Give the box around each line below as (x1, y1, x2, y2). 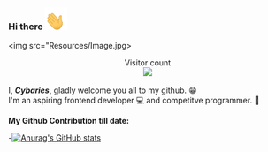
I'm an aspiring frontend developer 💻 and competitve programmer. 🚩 (8, 95, 260, 106)
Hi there (8, 20, 43, 33)
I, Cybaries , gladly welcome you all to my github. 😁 (8, 85, 197, 95)
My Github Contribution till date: (8, 116, 130, 126)
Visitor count (124, 57, 172, 68)
